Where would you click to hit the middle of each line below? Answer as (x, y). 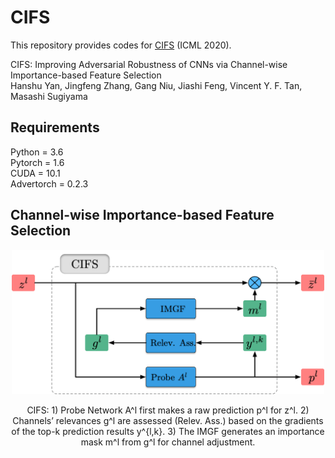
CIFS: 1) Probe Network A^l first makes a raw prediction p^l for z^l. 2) (168, 410)
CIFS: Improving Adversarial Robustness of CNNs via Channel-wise (149, 64)
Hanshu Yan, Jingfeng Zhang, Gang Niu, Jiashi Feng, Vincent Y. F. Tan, (156, 85)
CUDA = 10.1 (35, 173)
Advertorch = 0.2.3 (49, 183)
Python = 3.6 (37, 152)
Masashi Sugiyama (49, 96)
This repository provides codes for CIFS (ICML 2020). (121, 45)
